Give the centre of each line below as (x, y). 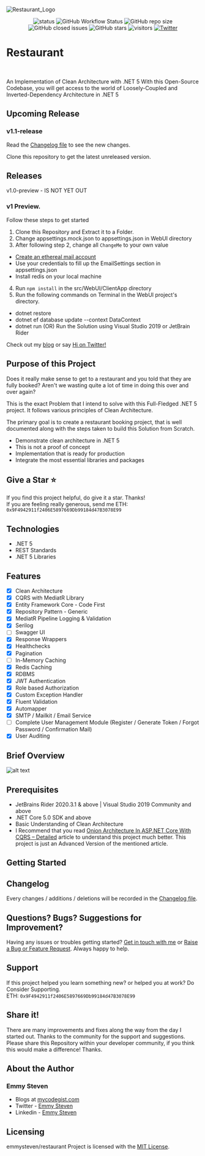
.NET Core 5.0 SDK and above (53, 817)
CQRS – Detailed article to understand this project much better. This (101, 837)
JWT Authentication (40, 680)
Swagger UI (30, 633)
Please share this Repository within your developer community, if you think (100, 1042)
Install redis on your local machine (58, 276)
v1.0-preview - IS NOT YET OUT (47, 191)
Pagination (29, 653)
